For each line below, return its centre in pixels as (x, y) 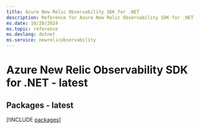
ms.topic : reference (32, 29)
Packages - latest (40, 105)
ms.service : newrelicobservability (51, 40)
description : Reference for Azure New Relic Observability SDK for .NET (100, 18)
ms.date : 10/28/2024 (32, 23)
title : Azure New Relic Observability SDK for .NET (73, 12)
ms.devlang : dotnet (31, 35)
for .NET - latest (47, 83)
